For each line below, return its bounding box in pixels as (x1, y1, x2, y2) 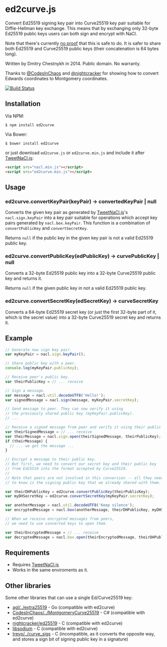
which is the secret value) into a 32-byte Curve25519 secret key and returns (5, 314, 161, 320)
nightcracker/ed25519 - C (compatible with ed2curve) (12, 620, 123, 627)
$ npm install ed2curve (5, 122, 55, 128)
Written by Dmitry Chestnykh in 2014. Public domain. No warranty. (5, 60, 141, 66)
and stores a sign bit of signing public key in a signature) (12, 636, 128, 642)
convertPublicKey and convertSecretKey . (5, 225, 88, 231)
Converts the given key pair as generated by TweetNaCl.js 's (5, 210, 128, 216)
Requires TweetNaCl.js (12, 562, 59, 568)
